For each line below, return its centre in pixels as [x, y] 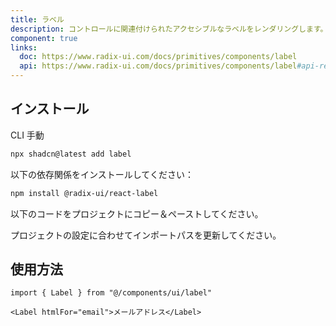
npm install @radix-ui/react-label [84, 193]
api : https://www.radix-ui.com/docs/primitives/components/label [158, 66]
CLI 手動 [27, 135]
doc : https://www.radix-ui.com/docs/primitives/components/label [158, 57]
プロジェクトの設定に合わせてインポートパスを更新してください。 [146, 235]
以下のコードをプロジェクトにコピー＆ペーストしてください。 [137, 213]
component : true [44, 38]
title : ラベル [37, 19]
